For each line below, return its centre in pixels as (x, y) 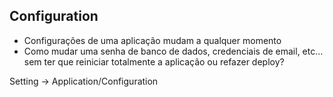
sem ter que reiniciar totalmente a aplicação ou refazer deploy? (154, 61)
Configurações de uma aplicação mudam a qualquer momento (152, 40)
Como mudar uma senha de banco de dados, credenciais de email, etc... (173, 51)
